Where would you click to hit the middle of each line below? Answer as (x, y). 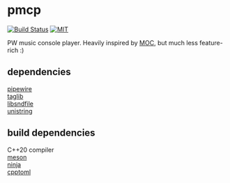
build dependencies (51, 133)
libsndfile (20, 104)
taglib (15, 96)
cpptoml (19, 172)
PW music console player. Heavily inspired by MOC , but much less (103, 42)
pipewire (20, 88)
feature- (211, 42)
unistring (20, 111)
